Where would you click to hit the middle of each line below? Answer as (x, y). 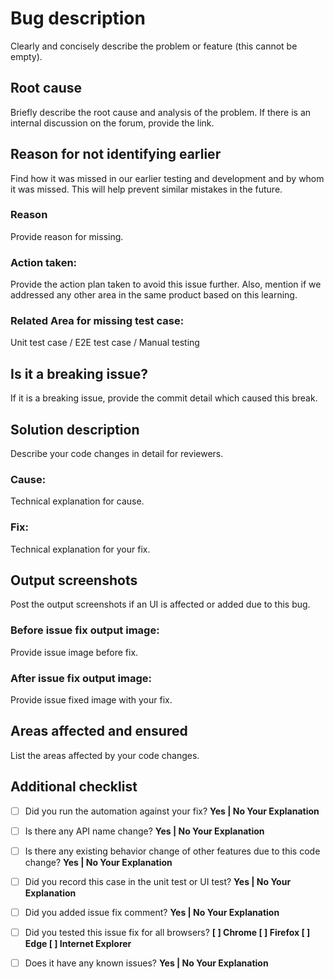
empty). (26, 56)
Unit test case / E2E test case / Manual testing (105, 343)
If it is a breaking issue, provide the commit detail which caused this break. (164, 398)
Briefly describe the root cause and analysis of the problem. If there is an (161, 112)
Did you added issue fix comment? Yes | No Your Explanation (152, 912)
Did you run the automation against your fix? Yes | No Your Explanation (172, 811)
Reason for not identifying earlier (116, 154)
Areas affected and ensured (99, 731)
